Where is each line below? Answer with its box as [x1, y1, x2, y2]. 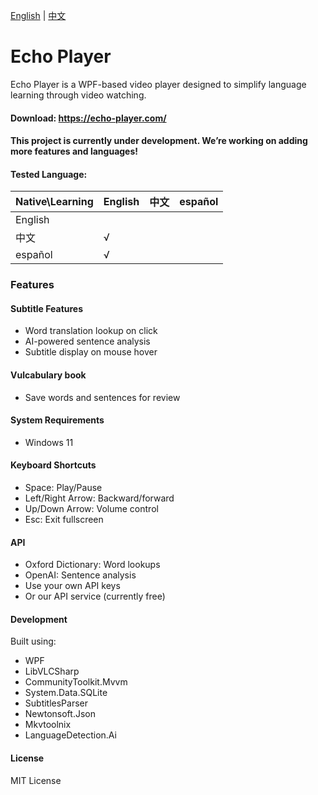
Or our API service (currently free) [24, 590, 166, 603]
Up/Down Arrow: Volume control [24, 503, 159, 515]
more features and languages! [10, 145, 139, 158]
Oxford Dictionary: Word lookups [24, 559, 161, 571]
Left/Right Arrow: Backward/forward [24, 492, 175, 504]
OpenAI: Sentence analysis [24, 569, 137, 581]
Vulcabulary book [10, 369, 87, 381]
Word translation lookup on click [24, 325, 158, 337]
